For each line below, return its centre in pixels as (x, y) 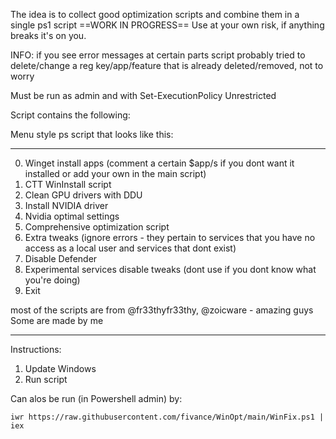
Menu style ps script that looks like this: (92, 134)
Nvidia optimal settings (72, 216)
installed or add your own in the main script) (115, 173)
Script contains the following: (70, 115)
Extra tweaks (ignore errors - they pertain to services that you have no (170, 237)
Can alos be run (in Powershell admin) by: (96, 398)
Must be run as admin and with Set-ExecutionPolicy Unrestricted (143, 95)
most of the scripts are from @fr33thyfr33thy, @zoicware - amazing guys (162, 310)
